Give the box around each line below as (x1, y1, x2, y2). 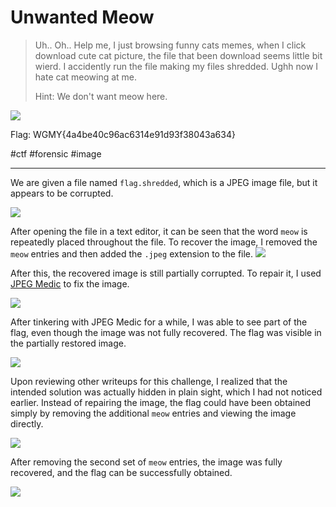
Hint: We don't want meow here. (34, 90, 168, 102)
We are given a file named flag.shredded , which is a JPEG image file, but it (10, 176, 318, 188)
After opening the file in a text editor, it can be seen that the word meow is (10, 225, 308, 237)
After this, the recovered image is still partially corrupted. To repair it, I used (10, 267, 322, 279)
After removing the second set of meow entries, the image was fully (10, 456, 283, 468)
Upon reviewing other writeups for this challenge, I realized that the (10, 375, 288, 387)
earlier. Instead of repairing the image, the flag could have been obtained (10, 396, 312, 408)
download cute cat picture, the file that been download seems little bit (34, 49, 323, 61)
